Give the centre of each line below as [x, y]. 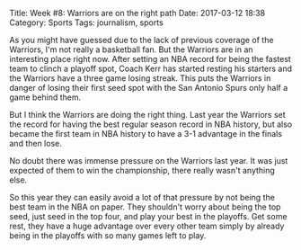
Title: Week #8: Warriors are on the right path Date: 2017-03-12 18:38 [137, 13]
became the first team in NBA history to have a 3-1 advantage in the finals [146, 134]
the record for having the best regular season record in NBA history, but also [151, 124]
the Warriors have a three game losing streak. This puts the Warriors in [140, 78]
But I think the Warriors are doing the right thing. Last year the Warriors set [147, 115]
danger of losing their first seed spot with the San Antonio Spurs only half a [149, 88]
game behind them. [45, 97]
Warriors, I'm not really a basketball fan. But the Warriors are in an [131, 49]
